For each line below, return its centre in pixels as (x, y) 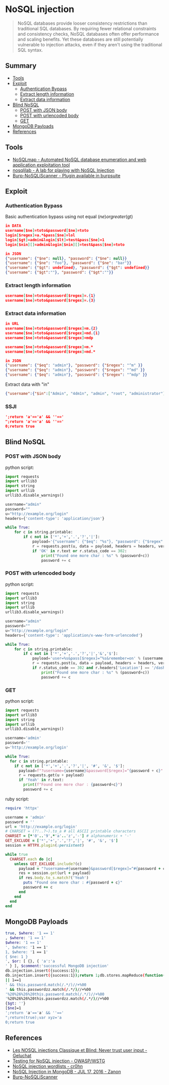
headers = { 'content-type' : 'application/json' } (55, 518)
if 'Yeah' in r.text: (41, 780)
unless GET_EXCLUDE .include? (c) (48, 864)
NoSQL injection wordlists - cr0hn (48, 1066)
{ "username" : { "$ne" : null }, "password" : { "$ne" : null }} (66, 258)
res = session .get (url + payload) (55, 873)
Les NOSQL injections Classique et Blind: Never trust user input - (80, 1050)
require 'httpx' (22, 808)
